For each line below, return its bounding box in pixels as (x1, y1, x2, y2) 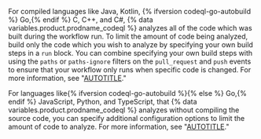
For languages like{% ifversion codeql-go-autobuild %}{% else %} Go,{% (8, 89, 248, 97)
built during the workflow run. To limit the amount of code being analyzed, (8, 31, 248, 41)
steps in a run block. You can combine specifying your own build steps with (8, 49, 253, 57)
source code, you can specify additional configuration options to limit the (8, 114, 245, 123)
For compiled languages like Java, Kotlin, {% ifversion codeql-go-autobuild (8, 7, 252, 16)
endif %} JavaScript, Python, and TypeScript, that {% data (8, 97, 198, 106)
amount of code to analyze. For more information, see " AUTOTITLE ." (8, 122, 230, 131)
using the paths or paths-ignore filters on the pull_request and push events (8, 57, 252, 66)
